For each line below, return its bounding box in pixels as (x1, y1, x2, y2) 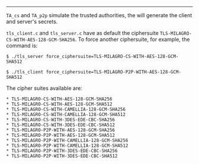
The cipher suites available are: (6, 85, 83, 92)
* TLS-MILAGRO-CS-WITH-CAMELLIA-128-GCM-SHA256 (6, 107, 126, 112)
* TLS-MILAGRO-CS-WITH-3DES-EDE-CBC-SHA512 (6, 122, 115, 128)
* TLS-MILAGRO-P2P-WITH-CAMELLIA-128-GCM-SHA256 (6, 137, 129, 143)
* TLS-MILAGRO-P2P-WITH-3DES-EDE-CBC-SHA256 (6, 148, 118, 154)
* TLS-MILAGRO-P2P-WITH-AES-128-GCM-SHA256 (6, 127, 115, 133)
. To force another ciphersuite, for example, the (75, 36, 190, 43)
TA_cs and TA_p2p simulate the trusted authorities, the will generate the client (6, 12, 192, 18)
